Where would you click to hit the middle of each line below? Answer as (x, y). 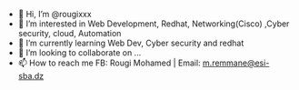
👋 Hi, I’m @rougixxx (55, 14)
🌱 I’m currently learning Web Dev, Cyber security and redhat (131, 43)
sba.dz (31, 76)
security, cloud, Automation (70, 33)
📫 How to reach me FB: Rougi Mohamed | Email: (110, 63)
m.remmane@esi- (236, 63)
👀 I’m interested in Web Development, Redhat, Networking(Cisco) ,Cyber (154, 24)
